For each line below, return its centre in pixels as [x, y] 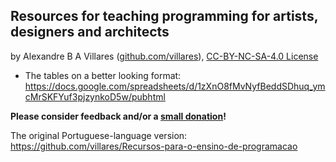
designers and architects [90, 32]
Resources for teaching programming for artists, [164, 16]
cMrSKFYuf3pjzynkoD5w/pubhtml [95, 96]
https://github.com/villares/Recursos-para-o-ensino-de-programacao [154, 146]
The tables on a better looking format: [103, 75]
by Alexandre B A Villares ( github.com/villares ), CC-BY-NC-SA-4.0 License [164, 56]
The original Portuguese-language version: [99, 135]
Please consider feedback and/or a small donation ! [118, 116]
